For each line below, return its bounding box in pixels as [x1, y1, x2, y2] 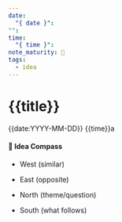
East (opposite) [19, 174, 69, 184]
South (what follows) [19, 205, 87, 215]
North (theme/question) [19, 189, 97, 199]
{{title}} [8, 97, 61, 115]
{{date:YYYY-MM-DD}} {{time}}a [8, 124, 115, 133]
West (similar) [19, 159, 65, 169]
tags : [8, 56, 26, 64]
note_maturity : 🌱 [8, 48, 65, 56]
